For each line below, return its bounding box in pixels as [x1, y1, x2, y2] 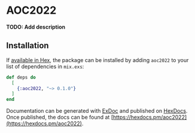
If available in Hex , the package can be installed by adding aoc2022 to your [6, 56, 189, 63]
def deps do [6, 74, 36, 81]
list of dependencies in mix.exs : [6, 63, 84, 70]
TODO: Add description [6, 23, 66, 30]
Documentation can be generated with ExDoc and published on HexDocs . [6, 107, 188, 115]
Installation [6, 41, 49, 51]
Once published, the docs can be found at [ [6, 114, 114, 121]
